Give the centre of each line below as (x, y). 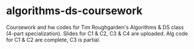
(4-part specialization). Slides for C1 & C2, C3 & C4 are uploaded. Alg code (97, 33)
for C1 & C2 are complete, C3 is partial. (53, 40)
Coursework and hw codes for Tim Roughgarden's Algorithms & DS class (95, 27)
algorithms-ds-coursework (74, 11)
